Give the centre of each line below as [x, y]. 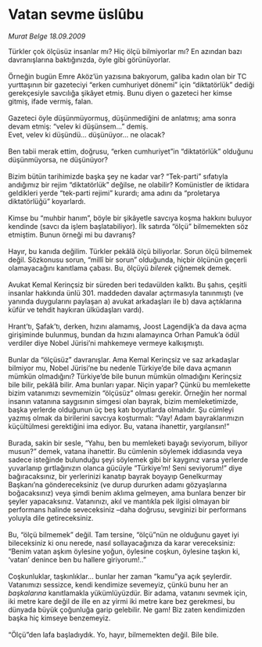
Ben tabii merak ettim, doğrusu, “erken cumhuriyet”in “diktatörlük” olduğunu [131, 151]
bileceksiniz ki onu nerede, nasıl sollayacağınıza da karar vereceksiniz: [122, 543]
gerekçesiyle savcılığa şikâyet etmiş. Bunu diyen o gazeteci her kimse [120, 93]
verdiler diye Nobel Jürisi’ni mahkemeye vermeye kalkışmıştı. [106, 343]
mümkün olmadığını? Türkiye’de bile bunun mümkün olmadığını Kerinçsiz [125, 376]
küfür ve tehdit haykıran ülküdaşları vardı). [76, 309]
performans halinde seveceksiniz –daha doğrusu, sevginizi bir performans [127, 509]
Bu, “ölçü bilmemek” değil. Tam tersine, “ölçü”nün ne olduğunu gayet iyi [124, 534]
